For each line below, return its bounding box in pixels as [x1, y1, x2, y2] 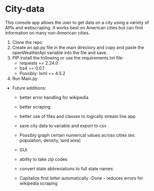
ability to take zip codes [19, 156, 67, 162]
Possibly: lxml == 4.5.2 [19, 70, 66, 76]
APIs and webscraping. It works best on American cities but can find [5, 24, 143, 30]
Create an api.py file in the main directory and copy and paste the [12, 44, 144, 50]
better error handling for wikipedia [19, 94, 89, 100]
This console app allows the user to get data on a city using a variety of [5, 19, 149, 25]
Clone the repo [12, 39, 43, 45]
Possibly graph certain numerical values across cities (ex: [19, 132, 136, 138]
